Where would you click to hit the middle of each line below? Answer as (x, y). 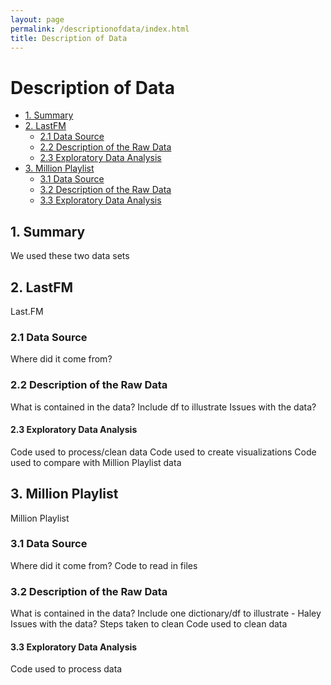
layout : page (37, 19)
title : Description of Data (69, 38)
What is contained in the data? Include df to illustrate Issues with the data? (163, 407)
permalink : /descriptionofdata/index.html (100, 29)
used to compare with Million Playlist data (96, 462)
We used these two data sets (70, 256)
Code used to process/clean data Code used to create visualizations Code (163, 452)
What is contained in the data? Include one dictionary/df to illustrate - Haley (166, 613)
